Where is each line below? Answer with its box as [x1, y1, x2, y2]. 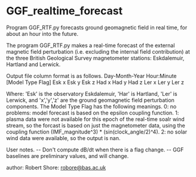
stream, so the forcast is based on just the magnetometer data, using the [6, 122, 185, 129]
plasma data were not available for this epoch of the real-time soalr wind [6, 115, 185, 123]
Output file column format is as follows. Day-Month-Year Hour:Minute [6, 72, 177, 79]
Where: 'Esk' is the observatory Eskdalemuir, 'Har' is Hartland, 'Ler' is [6, 90, 177, 97]
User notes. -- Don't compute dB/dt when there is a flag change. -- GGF [6, 146, 184, 153]
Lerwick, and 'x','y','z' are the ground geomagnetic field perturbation [6, 97, 175, 104]
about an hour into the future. [6, 30, 79, 37]
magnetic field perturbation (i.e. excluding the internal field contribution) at [6, 48, 190, 55]
